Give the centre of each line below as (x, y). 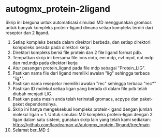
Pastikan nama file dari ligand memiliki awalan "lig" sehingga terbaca (81, 73)
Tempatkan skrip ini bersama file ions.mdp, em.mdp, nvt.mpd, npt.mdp (83, 57)
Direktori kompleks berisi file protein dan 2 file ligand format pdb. (77, 52)
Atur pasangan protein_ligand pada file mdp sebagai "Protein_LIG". (79, 68)
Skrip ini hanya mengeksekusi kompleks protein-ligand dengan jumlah (82, 109)
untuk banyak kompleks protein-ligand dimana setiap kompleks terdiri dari (79, 27)
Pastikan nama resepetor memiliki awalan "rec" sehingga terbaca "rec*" (84, 83)
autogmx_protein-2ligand (58, 9)
